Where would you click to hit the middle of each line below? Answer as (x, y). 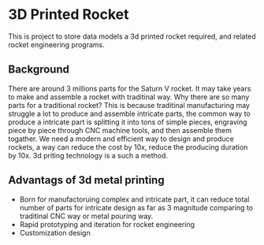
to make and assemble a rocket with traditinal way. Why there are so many (129, 97)
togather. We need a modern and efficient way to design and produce (121, 139)
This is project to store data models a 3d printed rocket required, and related (132, 36)
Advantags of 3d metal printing (86, 180)
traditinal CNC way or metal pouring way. (86, 216)
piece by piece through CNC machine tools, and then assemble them (120, 130)
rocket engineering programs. (56, 44)
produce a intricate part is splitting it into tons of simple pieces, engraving (128, 122)
